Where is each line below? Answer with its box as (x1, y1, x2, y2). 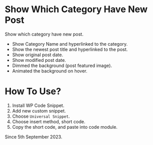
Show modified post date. (12, 57, 67, 63)
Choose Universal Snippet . (12, 113, 70, 119)
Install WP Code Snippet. (12, 102, 65, 108)
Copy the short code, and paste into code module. (12, 124, 118, 130)
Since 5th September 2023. (5, 133, 63, 140)
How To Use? (5, 86, 62, 97)
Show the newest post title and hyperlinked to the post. (12, 46, 128, 52)
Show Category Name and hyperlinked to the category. (12, 41, 128, 47)
